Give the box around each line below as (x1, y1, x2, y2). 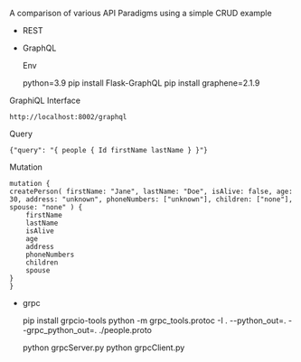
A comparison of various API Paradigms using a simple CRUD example (9, 8, 273, 18)
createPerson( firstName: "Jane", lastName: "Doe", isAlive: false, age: (9, 187, 294, 196)
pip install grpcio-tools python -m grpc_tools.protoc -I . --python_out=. (22, 315, 287, 326)
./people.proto (99, 325, 152, 335)
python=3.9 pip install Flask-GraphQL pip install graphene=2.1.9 (22, 78, 260, 88)
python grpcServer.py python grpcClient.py (22, 342, 185, 353)
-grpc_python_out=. (22, 325, 98, 335)
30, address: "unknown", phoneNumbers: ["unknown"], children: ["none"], (9, 195, 294, 204)
